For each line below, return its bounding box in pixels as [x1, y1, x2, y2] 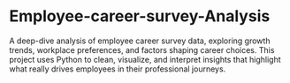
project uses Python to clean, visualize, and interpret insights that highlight [9, 54, 281, 64]
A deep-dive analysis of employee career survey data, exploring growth [9, 35, 271, 46]
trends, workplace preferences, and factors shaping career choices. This [9, 44, 275, 55]
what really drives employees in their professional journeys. [9, 64, 226, 74]
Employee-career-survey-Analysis [9, 6, 271, 26]
